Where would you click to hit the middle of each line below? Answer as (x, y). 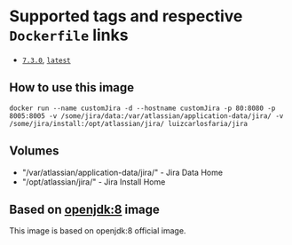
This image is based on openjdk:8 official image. (98, 231)
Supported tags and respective (126, 16)
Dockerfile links (69, 35)
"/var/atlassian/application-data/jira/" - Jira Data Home (122, 172)
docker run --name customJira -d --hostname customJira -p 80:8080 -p (142, 108)
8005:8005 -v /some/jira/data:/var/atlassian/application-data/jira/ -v (146, 116)
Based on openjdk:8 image (84, 209)
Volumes (34, 151)
